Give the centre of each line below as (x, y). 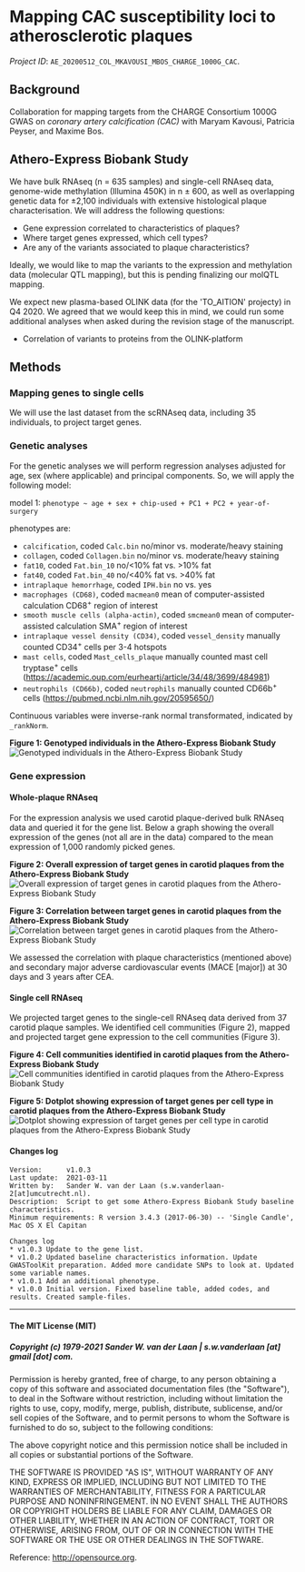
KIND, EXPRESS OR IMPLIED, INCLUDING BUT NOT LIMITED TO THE (138, 1481)
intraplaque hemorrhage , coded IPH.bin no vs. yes (117, 584)
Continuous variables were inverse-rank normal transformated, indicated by (151, 716)
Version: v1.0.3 (50, 1170)
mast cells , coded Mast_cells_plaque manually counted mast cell (145, 657)
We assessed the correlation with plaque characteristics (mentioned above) (151, 957)
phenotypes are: (40, 528)
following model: (40, 485)
